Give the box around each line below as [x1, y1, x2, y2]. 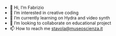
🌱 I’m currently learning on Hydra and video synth [9, 15, 110, 20]
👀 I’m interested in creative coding [9, 10, 79, 16]
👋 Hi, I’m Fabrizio [9, 5, 44, 10]
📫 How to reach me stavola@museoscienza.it [9, 26, 103, 31]
